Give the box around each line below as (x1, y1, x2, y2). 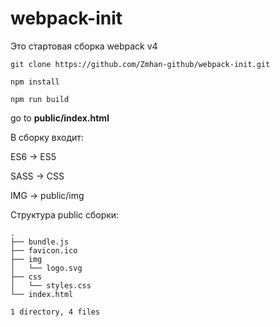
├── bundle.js (10, 237, 70, 247)
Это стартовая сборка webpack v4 (10, 40, 158, 52)
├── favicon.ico (10, 245, 78, 256)
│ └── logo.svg (10, 263, 83, 273)
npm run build (10, 94, 70, 104)
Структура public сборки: (10, 208, 120, 221)
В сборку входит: (10, 131, 84, 143)
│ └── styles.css (10, 280, 92, 291)
